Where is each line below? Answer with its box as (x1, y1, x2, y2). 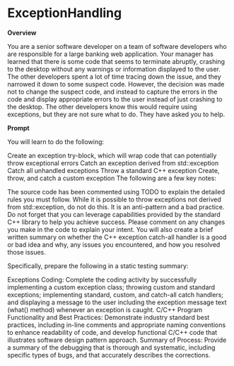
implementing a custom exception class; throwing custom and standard (7, 282, 216, 292)
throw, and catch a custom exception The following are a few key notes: (7, 174, 217, 182)
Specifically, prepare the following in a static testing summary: (7, 261, 189, 270)
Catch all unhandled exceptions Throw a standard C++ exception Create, (7, 166, 220, 174)
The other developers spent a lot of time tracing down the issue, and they (7, 72, 221, 81)
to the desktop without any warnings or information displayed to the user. (7, 65, 221, 73)
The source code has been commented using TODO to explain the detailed (7, 187, 226, 196)
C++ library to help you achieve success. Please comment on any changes (7, 218, 226, 226)
